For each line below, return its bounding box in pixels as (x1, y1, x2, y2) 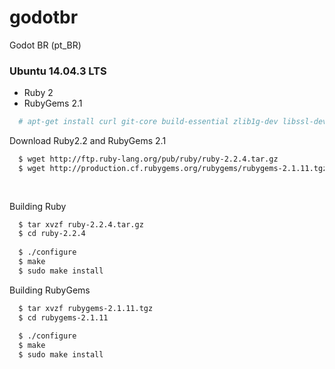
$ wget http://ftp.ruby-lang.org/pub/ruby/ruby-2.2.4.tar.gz (18, 154, 279, 165)
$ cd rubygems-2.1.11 (18, 312, 109, 323)
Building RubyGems (9, 284, 91, 296)
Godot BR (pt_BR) (9, 39, 82, 51)
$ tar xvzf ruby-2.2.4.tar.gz (18, 219, 144, 230)
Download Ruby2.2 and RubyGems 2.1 (9, 135, 167, 147)
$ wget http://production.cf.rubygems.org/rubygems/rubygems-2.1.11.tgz (18, 163, 328, 173)
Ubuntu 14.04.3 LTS (9, 64, 107, 78)
